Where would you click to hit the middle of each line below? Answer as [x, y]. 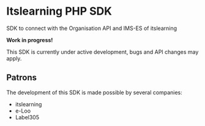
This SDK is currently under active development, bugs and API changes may [102, 52]
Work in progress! [30, 40]
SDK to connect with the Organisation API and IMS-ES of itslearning [92, 28]
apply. [14, 58]
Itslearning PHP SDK [59, 11]
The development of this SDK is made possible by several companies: [94, 92]
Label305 [27, 117]
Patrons [21, 78]
